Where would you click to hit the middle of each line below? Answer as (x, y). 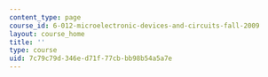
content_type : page (45, 17)
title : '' (28, 42)
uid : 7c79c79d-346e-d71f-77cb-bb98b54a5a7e (91, 58)
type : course (33, 50)
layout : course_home (47, 34)
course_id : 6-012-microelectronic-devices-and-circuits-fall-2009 (134, 26)
